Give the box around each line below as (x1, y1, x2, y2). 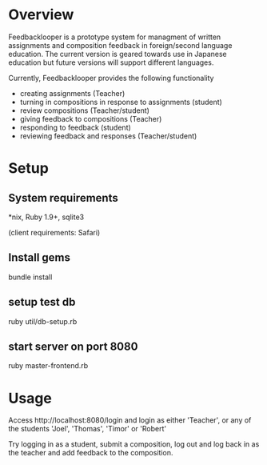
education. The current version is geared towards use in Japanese (8, 49, 227, 58)
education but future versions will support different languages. (8, 58, 214, 67)
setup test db (8, 295, 76, 309)
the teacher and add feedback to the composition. (8, 448, 173, 458)
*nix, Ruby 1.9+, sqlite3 (8, 212, 85, 222)
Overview (8, 6, 74, 24)
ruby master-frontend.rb (8, 361, 89, 371)
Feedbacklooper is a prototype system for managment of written (8, 32, 221, 42)
